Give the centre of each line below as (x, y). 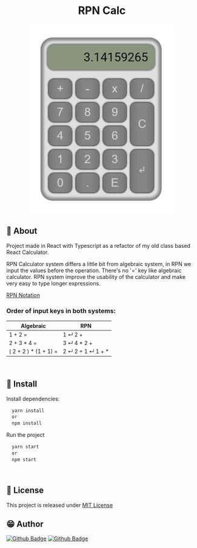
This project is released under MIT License (60, 505)
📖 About (22, 231)
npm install (27, 423)
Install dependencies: (33, 399)
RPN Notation (23, 295)
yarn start (25, 447)
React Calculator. (28, 252)
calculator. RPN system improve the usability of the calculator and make (96, 276)
